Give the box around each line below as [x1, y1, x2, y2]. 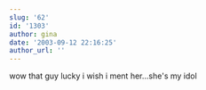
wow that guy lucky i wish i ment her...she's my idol [9, 70, 197, 81]
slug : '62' [9, 12, 50, 22]
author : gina [9, 29, 58, 38]
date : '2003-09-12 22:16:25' [9, 37, 117, 47]
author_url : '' [9, 46, 66, 55]
